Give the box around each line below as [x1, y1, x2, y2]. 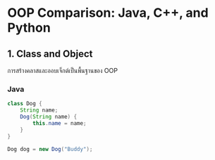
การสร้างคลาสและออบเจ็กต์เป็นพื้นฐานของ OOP [7, 67, 118, 74]
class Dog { [7, 100, 42, 107]
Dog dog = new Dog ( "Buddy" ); [7, 145, 93, 152]
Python [7, 20, 51, 36]
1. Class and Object [7, 48, 93, 60]
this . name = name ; [32, 119, 87, 127]
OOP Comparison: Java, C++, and [7, 5, 209, 21]
